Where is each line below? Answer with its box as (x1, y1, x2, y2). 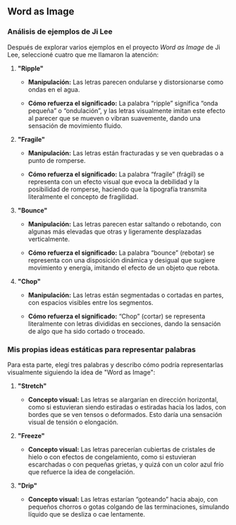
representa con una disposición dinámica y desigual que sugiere (27, 255, 216, 264)
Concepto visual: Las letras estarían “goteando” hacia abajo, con (27, 495, 218, 503)
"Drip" (17, 481, 37, 490)
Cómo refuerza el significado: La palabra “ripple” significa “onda (27, 99, 218, 107)
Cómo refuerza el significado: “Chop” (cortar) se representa (27, 312, 206, 320)
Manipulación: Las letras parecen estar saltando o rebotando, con (27, 219, 222, 228)
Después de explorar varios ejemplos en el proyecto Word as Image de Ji (7, 42, 221, 52)
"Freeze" (17, 431, 45, 440)
